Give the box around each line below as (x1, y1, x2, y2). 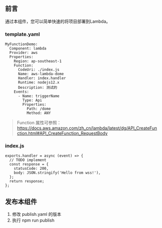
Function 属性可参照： (16, 120, 62, 126)
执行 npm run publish (12, 217, 55, 223)
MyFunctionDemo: (5, 42, 38, 47)
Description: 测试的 (17, 85, 57, 90)
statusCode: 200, (14, 166, 49, 171)
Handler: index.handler (17, 76, 66, 81)
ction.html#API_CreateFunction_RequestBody (16, 130, 108, 136)
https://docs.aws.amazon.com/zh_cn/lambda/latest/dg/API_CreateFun (16, 125, 157, 131)
